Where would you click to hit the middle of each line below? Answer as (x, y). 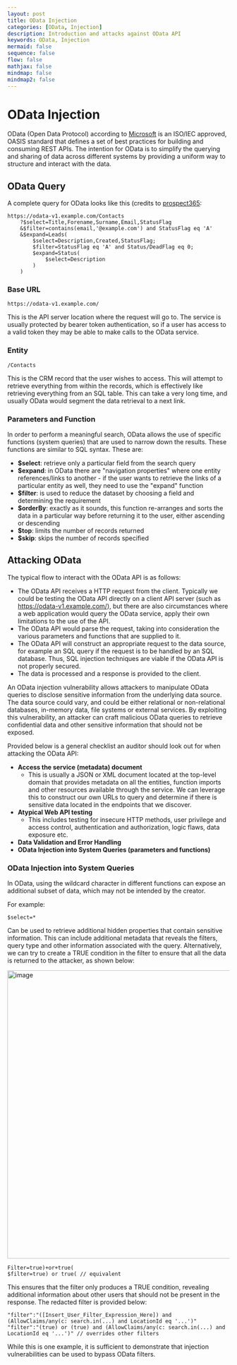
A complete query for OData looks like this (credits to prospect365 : (105, 203)
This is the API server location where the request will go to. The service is (114, 317)
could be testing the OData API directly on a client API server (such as (119, 598)
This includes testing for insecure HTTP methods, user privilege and (127, 819)
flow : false (25, 60)
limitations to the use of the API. (64, 621)
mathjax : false (30, 66)
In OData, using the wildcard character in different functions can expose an (116, 883)
